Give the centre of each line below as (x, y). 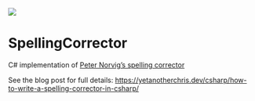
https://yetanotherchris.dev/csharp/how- (181, 80)
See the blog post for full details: (61, 80)
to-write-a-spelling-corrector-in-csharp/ (74, 88)
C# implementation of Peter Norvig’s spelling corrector (97, 65)
